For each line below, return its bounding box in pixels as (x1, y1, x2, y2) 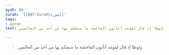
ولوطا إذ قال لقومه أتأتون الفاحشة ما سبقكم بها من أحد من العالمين (17, 44, 143, 50)
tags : (5, 16, 17, 21)
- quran (5, 21, 22, 26)
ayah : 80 (5, 7, 24, 12)
